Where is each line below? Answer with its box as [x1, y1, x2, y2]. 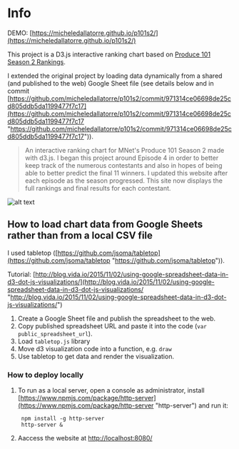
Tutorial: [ [7, 270, 36, 278]
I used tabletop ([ [7, 248, 59, 257]
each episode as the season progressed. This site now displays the [24, 176, 223, 185]
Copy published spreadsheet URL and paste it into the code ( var [17, 321, 207, 330]
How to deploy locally [7, 370, 84, 380]
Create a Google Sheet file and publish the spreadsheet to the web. [17, 314, 216, 323]
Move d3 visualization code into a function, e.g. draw [17, 344, 173, 353]
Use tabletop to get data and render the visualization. [17, 352, 175, 360]
